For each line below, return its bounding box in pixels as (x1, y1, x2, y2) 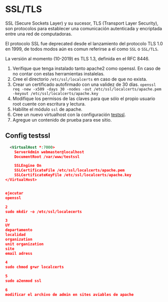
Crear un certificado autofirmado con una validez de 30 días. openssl (12, 81, 156, 87)
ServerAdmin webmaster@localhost (14, 149, 85, 154)
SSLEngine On (14, 163, 42, 168)
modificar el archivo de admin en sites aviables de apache (5, 292, 134, 297)
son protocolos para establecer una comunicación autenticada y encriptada (5, 25, 162, 31)
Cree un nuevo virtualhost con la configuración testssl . (12, 112, 126, 118)
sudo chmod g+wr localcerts (5, 265, 64, 270)
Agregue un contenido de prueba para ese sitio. (12, 117, 112, 123)
